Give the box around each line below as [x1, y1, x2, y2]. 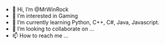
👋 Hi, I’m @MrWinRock [12, 6, 69, 13]
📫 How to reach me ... [12, 32, 69, 39]
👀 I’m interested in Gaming [12, 12, 78, 19]
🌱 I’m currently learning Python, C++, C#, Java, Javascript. [12, 19, 160, 26]
